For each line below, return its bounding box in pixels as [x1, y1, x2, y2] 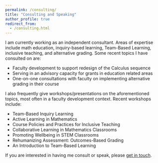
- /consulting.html [9, 26, 50, 31]
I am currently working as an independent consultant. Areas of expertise [5, 39, 154, 45]
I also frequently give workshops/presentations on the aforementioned [5, 91, 150, 97]
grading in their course [12, 81, 59, 87]
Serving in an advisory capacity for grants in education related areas [12, 70, 153, 76]
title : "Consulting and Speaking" [5, 12, 77, 17]
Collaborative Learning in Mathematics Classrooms [12, 127, 117, 133]
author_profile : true [5, 16, 50, 21]
